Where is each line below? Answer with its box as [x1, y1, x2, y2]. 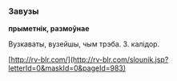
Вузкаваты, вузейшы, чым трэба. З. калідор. [8, 39, 160, 49]
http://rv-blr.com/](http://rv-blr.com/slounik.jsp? [10, 55, 169, 65]
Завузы [8, 6, 39, 17]
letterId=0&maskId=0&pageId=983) [8, 63, 127, 73]
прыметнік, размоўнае [8, 24, 90, 34]
